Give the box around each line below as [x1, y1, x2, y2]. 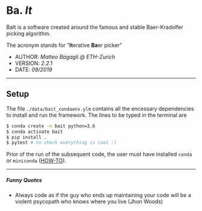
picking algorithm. [6, 29, 51, 37]
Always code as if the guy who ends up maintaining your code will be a [14, 192, 191, 199]
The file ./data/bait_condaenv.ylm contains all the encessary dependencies [6, 105, 194, 112]
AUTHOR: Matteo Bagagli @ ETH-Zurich [14, 53, 115, 60]
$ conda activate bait [6, 129, 63, 135]
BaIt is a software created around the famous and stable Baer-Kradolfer [6, 23, 183, 31]
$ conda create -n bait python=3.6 [6, 123, 96, 129]
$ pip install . [6, 134, 47, 140]
